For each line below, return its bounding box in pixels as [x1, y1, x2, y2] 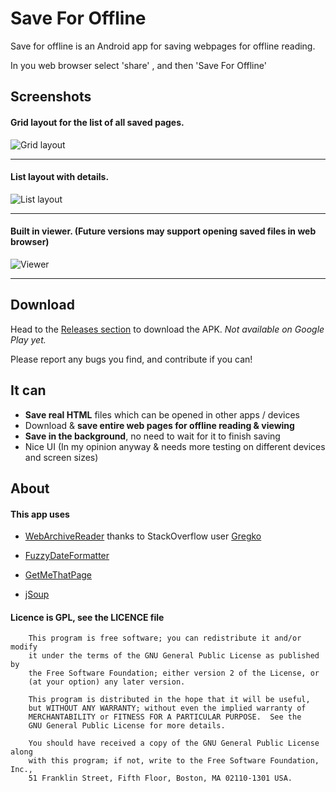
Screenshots [10, 88, 92, 106]
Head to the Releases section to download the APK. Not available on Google [10, 323, 325, 335]
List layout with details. [10, 171, 110, 183]
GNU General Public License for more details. [28, 721, 226, 731]
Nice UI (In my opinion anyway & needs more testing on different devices [24, 440, 326, 452]
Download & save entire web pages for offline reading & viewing [24, 419, 295, 431]
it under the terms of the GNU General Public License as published [28, 651, 320, 661]
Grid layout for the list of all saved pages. [10, 116, 185, 128]
